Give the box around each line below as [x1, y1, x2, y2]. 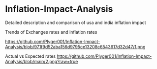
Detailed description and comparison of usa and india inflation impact [5, 20, 146, 25]
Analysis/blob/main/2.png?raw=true [5, 58, 78, 64]
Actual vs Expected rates [5, 53, 56, 59]
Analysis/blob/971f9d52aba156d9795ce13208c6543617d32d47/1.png [5, 44, 146, 49]
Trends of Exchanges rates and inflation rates [5, 29, 97, 35]
